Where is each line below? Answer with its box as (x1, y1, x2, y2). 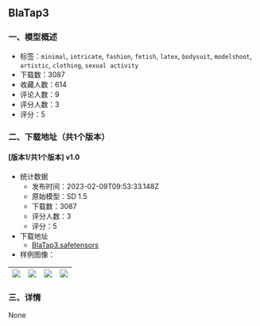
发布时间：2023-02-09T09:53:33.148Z (31, 181, 160, 191)
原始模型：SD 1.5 (31, 191, 87, 201)
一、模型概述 (8, 32, 58, 43)
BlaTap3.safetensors (31, 240, 99, 250)
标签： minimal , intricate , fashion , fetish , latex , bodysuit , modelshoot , (19, 51, 253, 60)
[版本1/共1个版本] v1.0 (8, 153, 80, 162)
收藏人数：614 (19, 80, 68, 89)
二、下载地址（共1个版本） (8, 131, 110, 142)
